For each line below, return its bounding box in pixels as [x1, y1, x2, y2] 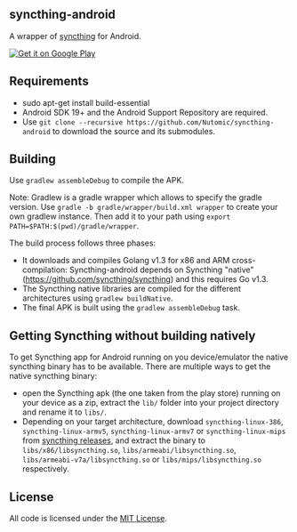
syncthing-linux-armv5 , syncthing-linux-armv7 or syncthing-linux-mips [21, 426, 286, 437]
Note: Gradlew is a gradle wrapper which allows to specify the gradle [9, 192, 262, 203]
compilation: [21, 264, 68, 275]
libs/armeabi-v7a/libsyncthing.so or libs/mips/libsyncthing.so [21, 454, 262, 465]
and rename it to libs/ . [21, 407, 107, 417]
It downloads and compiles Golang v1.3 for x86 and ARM [21, 255, 230, 266]
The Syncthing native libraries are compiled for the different [21, 284, 242, 294]
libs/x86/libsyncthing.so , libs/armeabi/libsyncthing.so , [21, 445, 237, 455]
